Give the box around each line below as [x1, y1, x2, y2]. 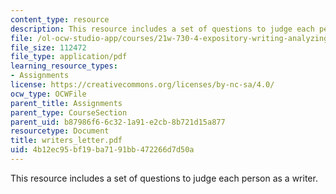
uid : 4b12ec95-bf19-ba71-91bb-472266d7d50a [10, 145, 195, 155]
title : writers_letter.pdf [10, 136, 123, 146]
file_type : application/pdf [10, 52, 128, 62]
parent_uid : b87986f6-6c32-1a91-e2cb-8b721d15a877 [10, 117, 226, 127]
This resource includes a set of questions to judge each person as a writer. [10, 172, 318, 184]
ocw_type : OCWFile [10, 89, 87, 99]
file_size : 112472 [10, 42, 87, 53]
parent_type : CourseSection [10, 107, 128, 118]
